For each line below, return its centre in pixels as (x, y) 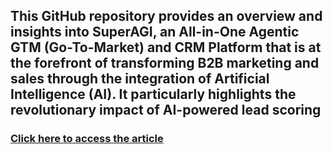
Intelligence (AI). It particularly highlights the (153, 94)
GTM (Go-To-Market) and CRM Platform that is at (166, 47)
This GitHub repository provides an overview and (166, 16)
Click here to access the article (87, 139)
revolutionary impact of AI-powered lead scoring (166, 110)
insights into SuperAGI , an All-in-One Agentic (155, 32)
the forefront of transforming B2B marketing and (165, 63)
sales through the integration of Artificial (140, 79)
